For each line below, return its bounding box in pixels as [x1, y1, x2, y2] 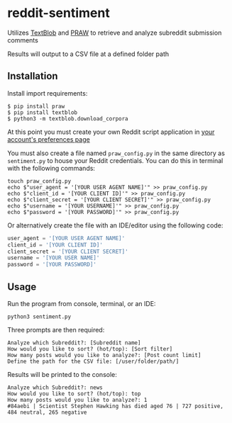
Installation [7, 70, 58, 82]
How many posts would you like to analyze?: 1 [7, 396, 148, 403]
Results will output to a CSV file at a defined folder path [7, 50, 169, 58]
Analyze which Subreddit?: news [7, 384, 103, 391]
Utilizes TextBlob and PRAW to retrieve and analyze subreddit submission [7, 28, 222, 37]
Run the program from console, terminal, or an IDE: [7, 299, 156, 308]
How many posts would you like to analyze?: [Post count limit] [7, 351, 201, 359]
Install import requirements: [7, 89, 88, 97]
